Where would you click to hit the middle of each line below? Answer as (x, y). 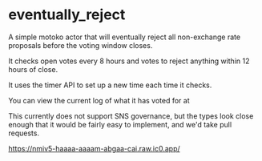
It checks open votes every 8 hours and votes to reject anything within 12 (129, 61)
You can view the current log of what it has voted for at (99, 100)
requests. (24, 133)
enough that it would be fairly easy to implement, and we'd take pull (120, 124)
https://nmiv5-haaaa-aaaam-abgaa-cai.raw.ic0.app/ (94, 148)
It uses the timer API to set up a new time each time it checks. (110, 85)
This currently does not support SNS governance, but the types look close (131, 116)
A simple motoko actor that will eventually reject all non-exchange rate (125, 37)
